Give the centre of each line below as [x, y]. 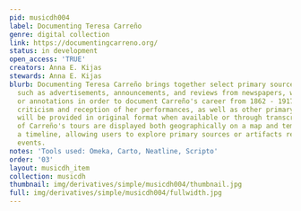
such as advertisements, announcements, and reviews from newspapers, [152, 92]
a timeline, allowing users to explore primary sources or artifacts [150, 135]
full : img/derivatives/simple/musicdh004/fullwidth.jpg [116, 193]
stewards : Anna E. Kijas [56, 76]
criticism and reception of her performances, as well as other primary [156, 110]
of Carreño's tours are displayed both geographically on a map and [148, 127]
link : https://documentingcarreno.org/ [84, 43]
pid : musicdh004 [39, 18]
